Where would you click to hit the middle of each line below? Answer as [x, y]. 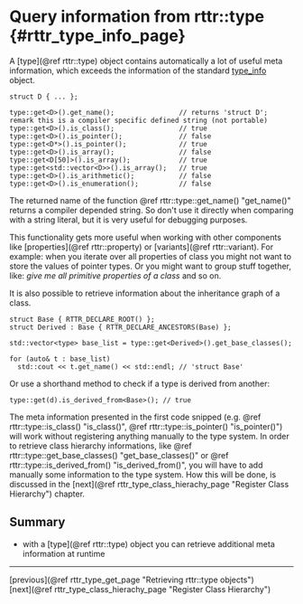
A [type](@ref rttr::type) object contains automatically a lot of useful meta [146, 61]
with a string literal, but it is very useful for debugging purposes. [129, 220]
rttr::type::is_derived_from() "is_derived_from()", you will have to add [136, 465]
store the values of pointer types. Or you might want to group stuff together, [150, 266]
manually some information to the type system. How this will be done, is [143, 474]
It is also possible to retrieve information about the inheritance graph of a [145, 293]
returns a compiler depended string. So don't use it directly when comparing [151, 210]
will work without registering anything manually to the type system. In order [150, 436]
